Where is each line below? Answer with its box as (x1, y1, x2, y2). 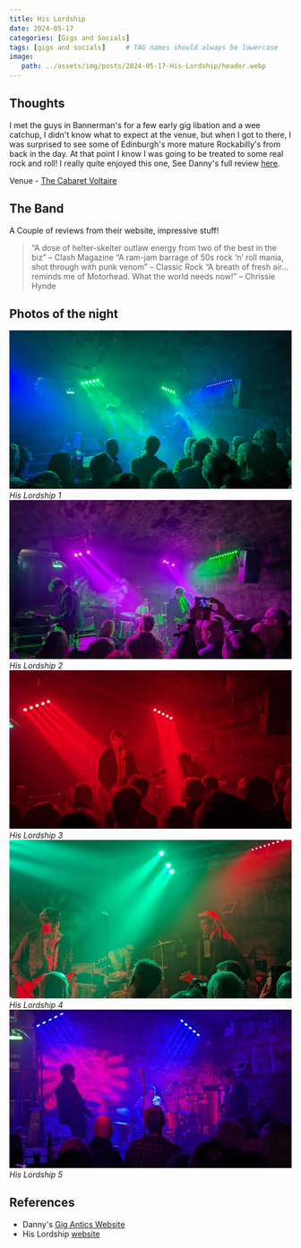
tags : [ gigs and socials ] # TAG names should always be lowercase (9, 43, 279, 52)
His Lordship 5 (9, 1169, 63, 1180)
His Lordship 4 (9, 999, 64, 1010)
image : (9, 52, 34, 62)
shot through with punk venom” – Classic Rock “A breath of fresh (30, 261, 271, 272)
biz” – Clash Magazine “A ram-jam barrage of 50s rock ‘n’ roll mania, (30, 252, 284, 263)
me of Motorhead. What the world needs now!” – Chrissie (63, 271, 276, 281)
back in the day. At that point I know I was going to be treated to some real (9, 148, 284, 159)
